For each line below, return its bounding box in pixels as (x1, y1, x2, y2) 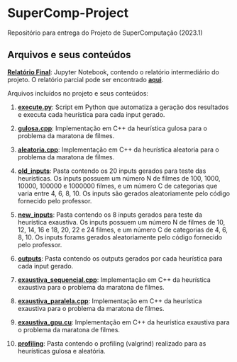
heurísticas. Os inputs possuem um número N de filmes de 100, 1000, (17, 174, 221, 182)
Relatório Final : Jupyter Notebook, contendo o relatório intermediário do (7, 67, 220, 76)
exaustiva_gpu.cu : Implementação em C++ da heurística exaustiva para (17, 317, 230, 327)
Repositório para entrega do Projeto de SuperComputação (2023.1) (7, 28, 204, 37)
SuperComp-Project (7, 5, 129, 21)
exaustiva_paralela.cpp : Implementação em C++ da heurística (17, 296, 202, 305)
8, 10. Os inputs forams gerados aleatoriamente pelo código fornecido (17, 232, 222, 242)
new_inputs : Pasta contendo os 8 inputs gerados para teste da (17, 210, 202, 219)
